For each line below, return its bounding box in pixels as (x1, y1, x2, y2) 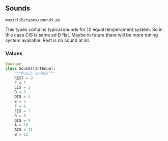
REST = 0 (14, 76, 33, 81)
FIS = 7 (14, 109, 31, 114)
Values (5, 50, 23, 57)
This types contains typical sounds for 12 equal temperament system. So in (5, 26, 163, 32)
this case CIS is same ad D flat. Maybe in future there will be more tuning (5, 31, 158, 38)
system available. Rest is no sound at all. (5, 37, 90, 43)
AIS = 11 (14, 127, 33, 132)
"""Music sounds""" (14, 70, 56, 76)
